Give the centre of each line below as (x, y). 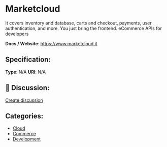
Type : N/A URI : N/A (26, 72)
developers (17, 34)
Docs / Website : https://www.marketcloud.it (51, 43)
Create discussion (24, 100)
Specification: (28, 60)
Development (27, 139)
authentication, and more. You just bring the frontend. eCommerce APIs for (84, 28)
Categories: (24, 116)
